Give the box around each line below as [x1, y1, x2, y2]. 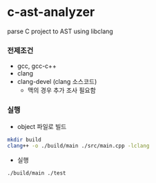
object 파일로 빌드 [17, 122, 67, 130]
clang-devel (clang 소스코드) [17, 78, 97, 86]
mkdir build [7, 136, 41, 143]
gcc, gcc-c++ [17, 62, 57, 70]
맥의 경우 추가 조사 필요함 [27, 86, 97, 94]
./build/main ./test [7, 170, 67, 177]
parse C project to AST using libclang [7, 27, 114, 35]
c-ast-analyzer [7, 4, 95, 20]
